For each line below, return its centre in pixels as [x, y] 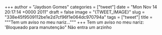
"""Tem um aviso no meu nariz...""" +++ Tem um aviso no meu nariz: [74, 22]
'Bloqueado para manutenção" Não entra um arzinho [58, 27]
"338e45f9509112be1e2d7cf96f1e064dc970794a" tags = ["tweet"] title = [79, 17]
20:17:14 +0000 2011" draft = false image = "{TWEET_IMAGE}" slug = [75, 12]
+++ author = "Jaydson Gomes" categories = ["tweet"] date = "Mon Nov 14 [81, 7]
